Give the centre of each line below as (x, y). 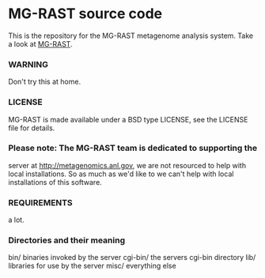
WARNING (28, 64)
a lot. (17, 220)
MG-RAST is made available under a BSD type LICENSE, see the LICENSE (128, 119)
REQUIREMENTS (40, 202)
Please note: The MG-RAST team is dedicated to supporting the (133, 148)
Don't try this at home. (45, 82)
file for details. (32, 128)
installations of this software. (55, 182)
